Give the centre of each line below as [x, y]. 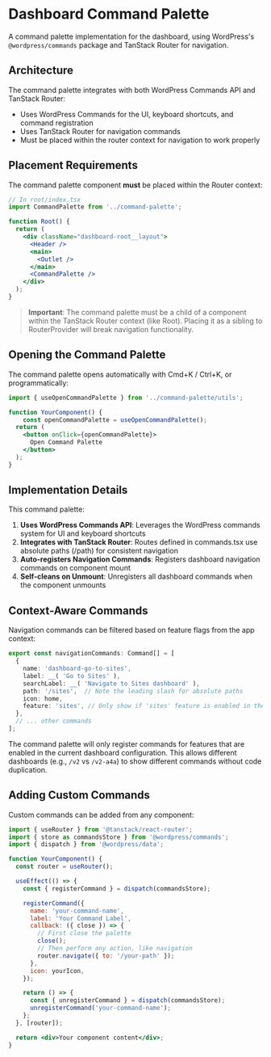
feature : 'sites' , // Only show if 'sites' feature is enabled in [137, 706]
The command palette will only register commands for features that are [127, 743]
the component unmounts [63, 585]
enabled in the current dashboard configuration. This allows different [123, 752]
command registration [57, 123]
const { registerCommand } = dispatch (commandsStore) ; [117, 889]
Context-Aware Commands [78, 611]
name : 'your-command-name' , [77, 911]
